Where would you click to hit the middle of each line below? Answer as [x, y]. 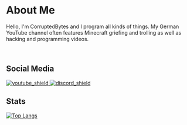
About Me [30, 10]
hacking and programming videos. [47, 39]
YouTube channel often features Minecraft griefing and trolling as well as [94, 32]
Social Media [30, 69]
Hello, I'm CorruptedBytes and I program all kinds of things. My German [93, 26]
